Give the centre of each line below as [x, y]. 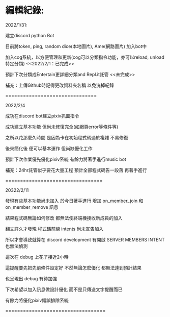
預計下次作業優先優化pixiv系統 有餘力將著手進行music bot [66, 159]
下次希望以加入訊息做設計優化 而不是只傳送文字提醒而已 [64, 289]
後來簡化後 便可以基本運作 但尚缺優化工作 [49, 148]
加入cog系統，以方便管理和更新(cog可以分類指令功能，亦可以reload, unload [85, 57]
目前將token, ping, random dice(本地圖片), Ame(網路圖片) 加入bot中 [76, 46]
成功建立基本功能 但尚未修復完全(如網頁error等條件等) [62, 127]
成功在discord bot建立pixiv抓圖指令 [42, 116]
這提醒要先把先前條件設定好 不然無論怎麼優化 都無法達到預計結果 [73, 267]
